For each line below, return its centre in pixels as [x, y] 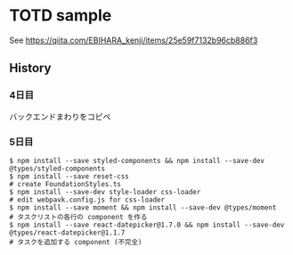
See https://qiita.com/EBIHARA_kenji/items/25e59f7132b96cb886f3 [134, 40]
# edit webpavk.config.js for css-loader [87, 200]
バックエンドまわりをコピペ [60, 116]
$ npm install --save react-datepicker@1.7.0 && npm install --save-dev [147, 225]
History [30, 68]
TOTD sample [61, 16]
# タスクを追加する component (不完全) [76, 242]
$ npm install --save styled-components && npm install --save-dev [137, 160]
